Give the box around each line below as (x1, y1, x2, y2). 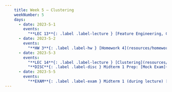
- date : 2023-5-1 (18, 21, 56, 27)
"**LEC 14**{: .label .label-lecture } (27, 60, 113, 65)
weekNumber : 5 (14, 12, 44, 17)
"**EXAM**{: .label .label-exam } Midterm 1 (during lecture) (27, 79, 164, 84)
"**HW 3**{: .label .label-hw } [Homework (27, 45, 120, 51)
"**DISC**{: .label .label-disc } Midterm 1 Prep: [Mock (27, 64, 152, 70)
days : (14, 17, 26, 22)
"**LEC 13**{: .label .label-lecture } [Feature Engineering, (27, 31, 164, 36)
